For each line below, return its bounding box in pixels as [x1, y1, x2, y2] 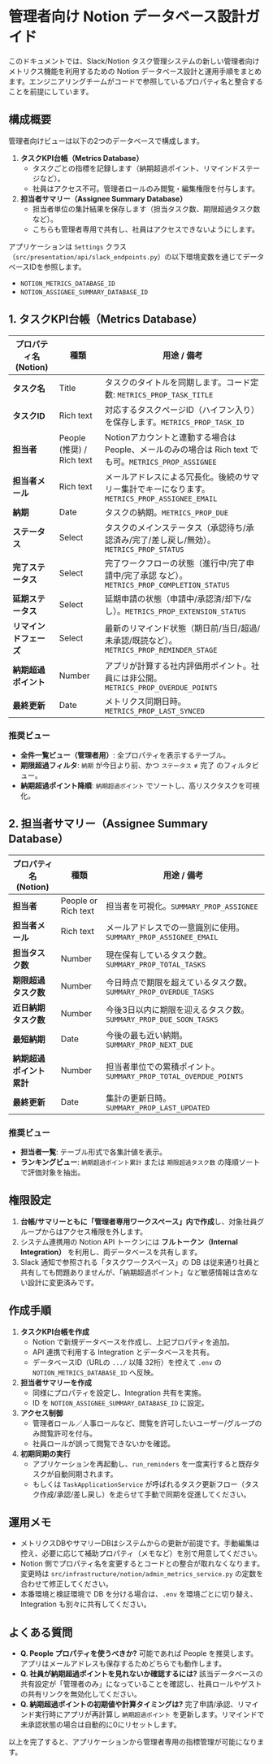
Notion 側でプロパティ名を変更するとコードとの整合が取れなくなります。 [19, 1558, 264, 1569]
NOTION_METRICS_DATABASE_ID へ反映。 [32, 1367, 158, 1377]
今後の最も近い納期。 [105, 1029, 188, 1041]
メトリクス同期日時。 [104, 696, 187, 707]
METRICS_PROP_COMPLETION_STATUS [104, 580, 230, 589]
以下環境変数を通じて [171, 251, 244, 261]
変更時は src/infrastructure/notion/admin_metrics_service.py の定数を [19, 1569, 264, 1579]
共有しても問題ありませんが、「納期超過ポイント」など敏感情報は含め [19, 1267, 251, 1277]
